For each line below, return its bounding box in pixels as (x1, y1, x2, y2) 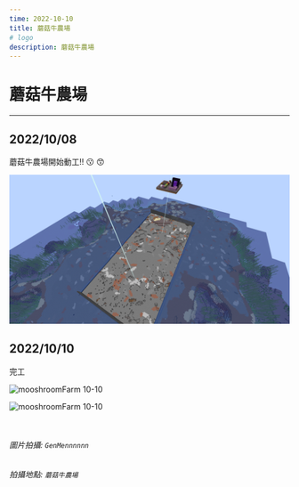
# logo (9, 33, 34, 42)
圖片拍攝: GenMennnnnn (9, 440, 89, 450)
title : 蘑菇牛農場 (9, 23, 71, 33)
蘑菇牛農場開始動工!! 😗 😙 (9, 157, 105, 166)
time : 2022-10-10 (9, 14, 74, 23)
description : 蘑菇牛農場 (9, 43, 95, 52)
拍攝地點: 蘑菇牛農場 (9, 468, 78, 480)
